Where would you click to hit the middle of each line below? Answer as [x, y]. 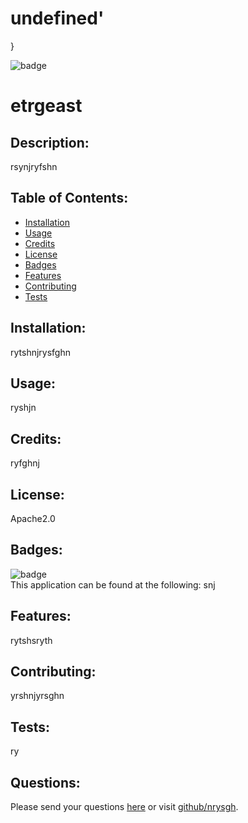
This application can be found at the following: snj [113, 584]
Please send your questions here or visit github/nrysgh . [124, 807]
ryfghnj [25, 463]
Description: [50, 142]
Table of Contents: [69, 198]
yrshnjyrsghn [37, 696]
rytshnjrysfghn [40, 352]
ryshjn [23, 408]
